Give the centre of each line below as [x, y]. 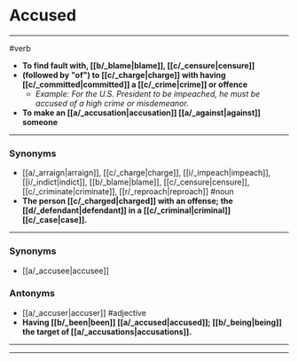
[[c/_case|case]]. [55, 220]
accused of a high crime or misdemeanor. [112, 103]
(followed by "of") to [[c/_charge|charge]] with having [124, 75]
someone [39, 122]
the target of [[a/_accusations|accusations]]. [107, 331]
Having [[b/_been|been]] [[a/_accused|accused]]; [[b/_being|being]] [152, 322]
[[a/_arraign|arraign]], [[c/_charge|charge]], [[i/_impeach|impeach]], [146, 173]
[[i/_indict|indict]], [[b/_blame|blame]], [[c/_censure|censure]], [136, 182]
